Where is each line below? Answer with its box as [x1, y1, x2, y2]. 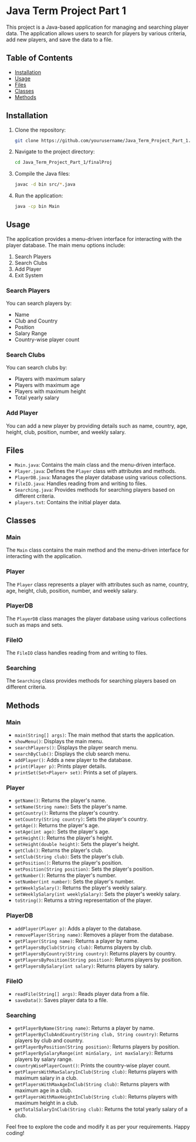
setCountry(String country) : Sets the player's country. [14, 815, 148, 823]
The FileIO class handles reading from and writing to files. [6, 649, 148, 656]
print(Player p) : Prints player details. [14, 763, 107, 770]
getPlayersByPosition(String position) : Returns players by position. [14, 956, 183, 963]
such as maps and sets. [6, 621, 63, 628]
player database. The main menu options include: [6, 241, 126, 248]
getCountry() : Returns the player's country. [14, 810, 120, 817]
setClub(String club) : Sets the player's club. [14, 853, 124, 860]
